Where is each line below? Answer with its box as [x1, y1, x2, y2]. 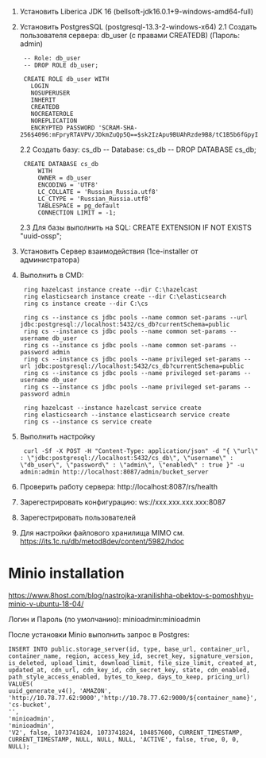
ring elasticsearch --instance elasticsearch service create [23, 411, 230, 419]
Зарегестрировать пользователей [19, 512, 137, 522]
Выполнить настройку [19, 432, 95, 441]
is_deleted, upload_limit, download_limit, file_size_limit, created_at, [8, 659, 258, 667]
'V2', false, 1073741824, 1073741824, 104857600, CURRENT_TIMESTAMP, [8, 729, 244, 737]
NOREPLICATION [30, 117, 78, 125]
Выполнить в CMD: [19, 270, 84, 280]
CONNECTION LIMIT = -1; [37, 209, 117, 217]
